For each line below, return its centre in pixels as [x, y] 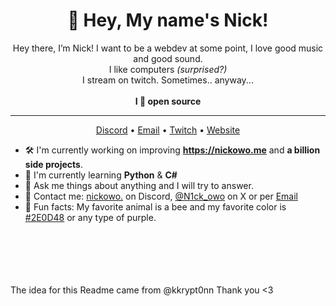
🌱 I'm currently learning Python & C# [101, 175]
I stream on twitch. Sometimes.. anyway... [168, 80]
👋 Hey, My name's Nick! [168, 20]
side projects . [53, 164]
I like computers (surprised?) [168, 69]
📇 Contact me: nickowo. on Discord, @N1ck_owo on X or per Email [161, 196]
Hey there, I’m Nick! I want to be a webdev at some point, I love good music [168, 48]
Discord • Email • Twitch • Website [168, 130]
